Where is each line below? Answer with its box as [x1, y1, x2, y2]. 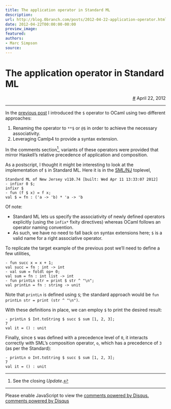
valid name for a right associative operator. [12, 235, 103, 241]
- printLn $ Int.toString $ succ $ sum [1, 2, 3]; [5, 317, 115, 322]
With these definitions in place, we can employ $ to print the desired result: [5, 307, 162, 313]
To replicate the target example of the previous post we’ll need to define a [5, 245, 160, 251]
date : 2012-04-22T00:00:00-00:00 [5, 21, 76, 27]
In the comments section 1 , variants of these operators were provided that [5, 146, 159, 153]
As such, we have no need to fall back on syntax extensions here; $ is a [12, 230, 162, 236]
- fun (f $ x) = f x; [5, 190, 51, 196]
